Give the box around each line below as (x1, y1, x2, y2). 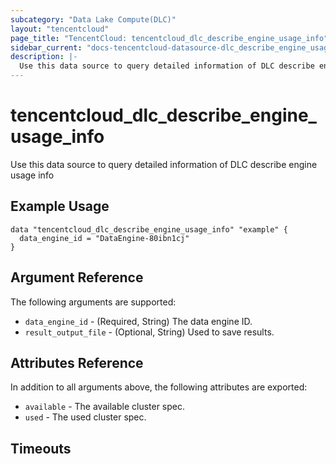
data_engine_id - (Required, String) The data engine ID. (24, 315, 253, 327)
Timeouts (10, 440, 72, 457)
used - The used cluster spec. (24, 411, 147, 423)
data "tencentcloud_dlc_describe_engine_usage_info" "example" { (10, 224, 288, 235)
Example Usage (10, 198, 110, 215)
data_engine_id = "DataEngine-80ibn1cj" (19, 233, 190, 243)
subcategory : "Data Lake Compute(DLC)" (10, 14, 177, 25)
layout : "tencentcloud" (10, 24, 110, 34)
